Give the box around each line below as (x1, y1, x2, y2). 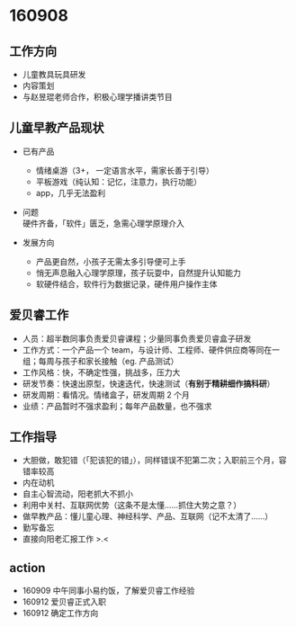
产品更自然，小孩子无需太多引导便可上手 (35, 255, 186, 266)
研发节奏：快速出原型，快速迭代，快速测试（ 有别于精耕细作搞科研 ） (22, 378, 275, 389)
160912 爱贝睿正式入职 (22, 596, 106, 607)
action (9, 560, 46, 576)
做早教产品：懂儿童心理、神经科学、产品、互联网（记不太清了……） (22, 511, 273, 522)
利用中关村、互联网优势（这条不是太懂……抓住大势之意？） (22, 500, 241, 511)
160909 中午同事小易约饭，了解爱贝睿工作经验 (22, 586, 195, 596)
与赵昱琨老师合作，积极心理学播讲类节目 (22, 92, 173, 102)
